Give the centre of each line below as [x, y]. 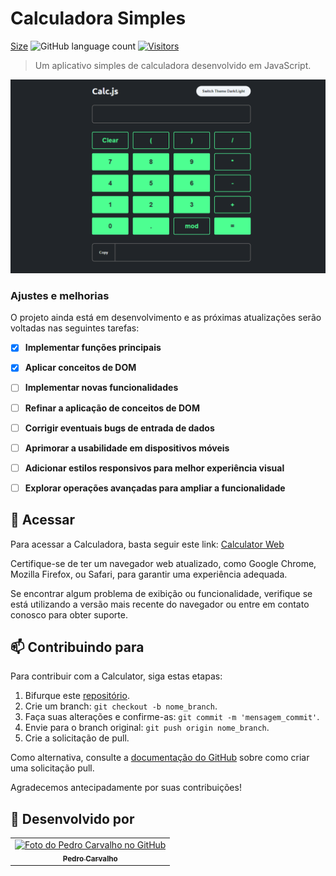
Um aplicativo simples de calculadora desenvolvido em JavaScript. [173, 65]
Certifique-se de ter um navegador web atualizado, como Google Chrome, [163, 563]
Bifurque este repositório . [77, 696]
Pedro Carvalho [90, 858]
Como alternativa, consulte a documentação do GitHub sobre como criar [160, 758]
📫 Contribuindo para [77, 647]
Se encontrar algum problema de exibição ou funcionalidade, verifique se [161, 593]
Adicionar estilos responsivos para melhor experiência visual [154, 468]
